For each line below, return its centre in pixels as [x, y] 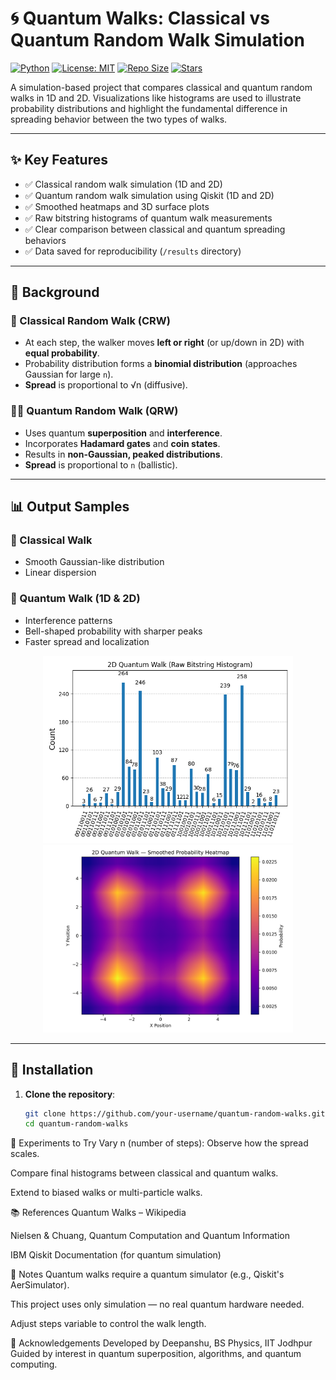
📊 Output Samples [70, 507]
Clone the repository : [70, 1094]
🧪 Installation [52, 1070]
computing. [34, 1364]
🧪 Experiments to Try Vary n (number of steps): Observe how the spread [159, 1143]
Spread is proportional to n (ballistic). [101, 464]
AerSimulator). [40, 1285]
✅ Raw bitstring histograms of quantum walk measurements [148, 218]
